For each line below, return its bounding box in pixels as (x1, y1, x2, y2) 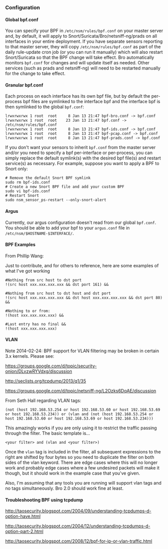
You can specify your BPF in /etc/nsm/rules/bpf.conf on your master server (5, 28, 163, 34)
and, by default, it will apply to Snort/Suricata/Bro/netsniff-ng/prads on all (5, 33, 157, 39)
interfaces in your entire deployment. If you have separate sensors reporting (5, 38, 163, 44)
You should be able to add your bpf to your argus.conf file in (5, 224, 130, 230)
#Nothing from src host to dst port (5, 277, 82, 283)
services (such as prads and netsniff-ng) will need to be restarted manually (5, 65, 160, 71)
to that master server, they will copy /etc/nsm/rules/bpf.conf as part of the (5, 44, 161, 50)
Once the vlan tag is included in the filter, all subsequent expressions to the (5, 448, 161, 454)
